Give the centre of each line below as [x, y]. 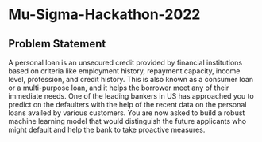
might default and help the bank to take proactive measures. [107, 129]
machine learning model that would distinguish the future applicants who [127, 121]
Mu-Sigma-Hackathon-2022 [104, 15]
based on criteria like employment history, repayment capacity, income [124, 71]
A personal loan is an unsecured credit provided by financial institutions [125, 62]
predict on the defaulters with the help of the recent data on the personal [127, 105]
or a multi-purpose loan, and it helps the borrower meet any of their [119, 88]
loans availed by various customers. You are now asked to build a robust [127, 113]
